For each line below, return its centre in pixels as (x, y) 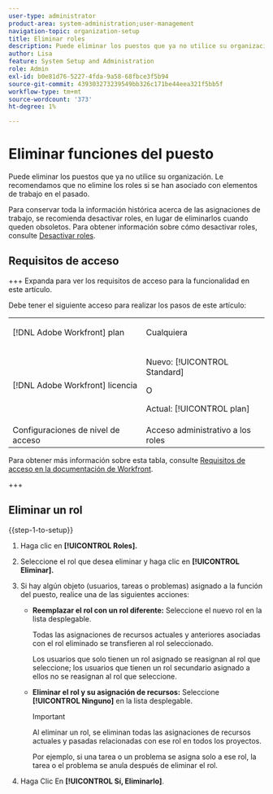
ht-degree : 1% (32, 107)
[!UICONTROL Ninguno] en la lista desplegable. (113, 700)
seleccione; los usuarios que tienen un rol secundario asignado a (141, 667)
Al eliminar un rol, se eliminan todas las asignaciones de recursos (141, 732)
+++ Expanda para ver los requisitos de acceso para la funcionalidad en (129, 281)
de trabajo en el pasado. (49, 194)
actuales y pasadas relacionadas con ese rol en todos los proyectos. (147, 740)
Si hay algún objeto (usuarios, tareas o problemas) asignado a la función (141, 586)
